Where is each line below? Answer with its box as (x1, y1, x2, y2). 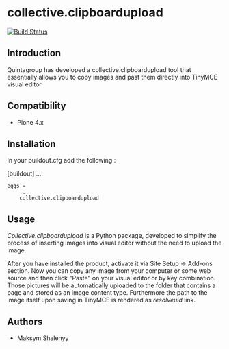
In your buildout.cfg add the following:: (7, 156, 116, 165)
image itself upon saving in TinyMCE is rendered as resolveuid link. (7, 296, 196, 304)
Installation (7, 138, 56, 149)
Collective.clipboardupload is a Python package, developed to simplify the (7, 232, 217, 240)
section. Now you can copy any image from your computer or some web (7, 267, 211, 275)
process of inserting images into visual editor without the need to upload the (7, 239, 222, 248)
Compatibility (7, 100, 66, 112)
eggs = (7, 183, 26, 190)
